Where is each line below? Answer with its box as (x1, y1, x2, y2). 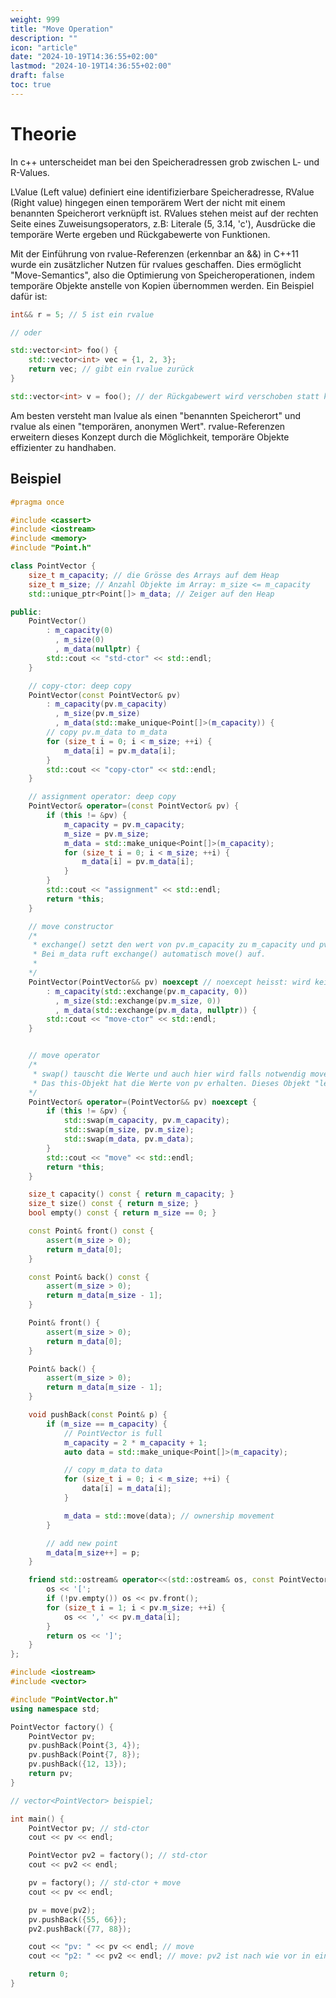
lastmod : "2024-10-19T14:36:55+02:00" (10, 61, 172, 71)
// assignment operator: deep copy (28, 792, 177, 802)
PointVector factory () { (10, 1722, 114, 1732)
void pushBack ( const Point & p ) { (28, 1410, 168, 1420)
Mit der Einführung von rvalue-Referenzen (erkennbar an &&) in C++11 (10, 247, 299, 260)
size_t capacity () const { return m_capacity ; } (28, 1189, 235, 1200)
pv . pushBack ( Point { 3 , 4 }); (28, 1741, 141, 1751)
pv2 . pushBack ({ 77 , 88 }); (28, 1924, 132, 1934)
